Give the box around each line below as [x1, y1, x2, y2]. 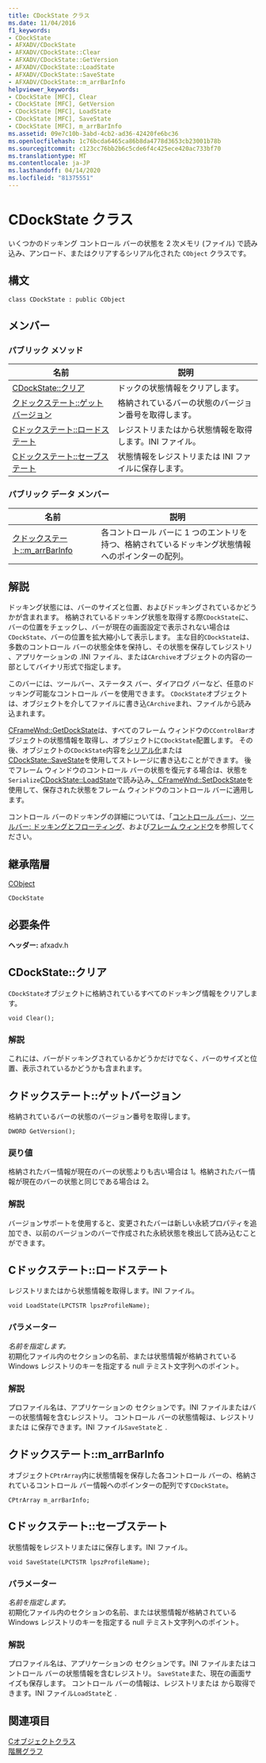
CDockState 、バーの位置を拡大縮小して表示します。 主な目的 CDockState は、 [8, 632, 254, 642]
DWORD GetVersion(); [8, 1127, 77, 1136]
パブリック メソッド [8, 345, 84, 356]
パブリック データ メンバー [8, 489, 110, 500]
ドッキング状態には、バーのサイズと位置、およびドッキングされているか [8, 603, 244, 612]
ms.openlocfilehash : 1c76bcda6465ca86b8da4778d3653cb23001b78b [8, 137, 222, 145]
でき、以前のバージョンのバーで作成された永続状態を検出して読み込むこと [14, 1228, 257, 1237]
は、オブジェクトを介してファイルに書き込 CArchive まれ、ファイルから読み [8, 699, 252, 708]
